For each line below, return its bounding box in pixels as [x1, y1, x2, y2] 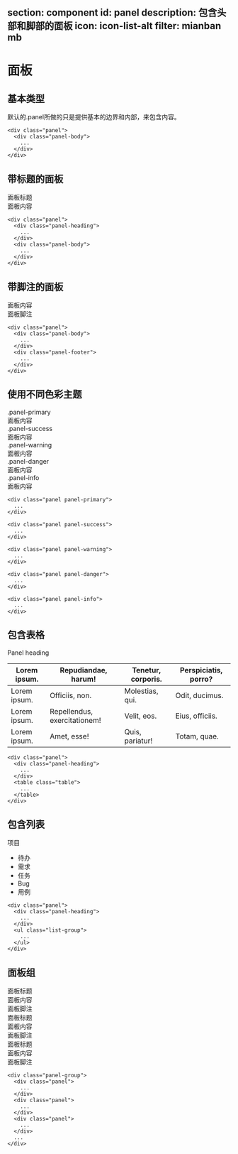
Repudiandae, [59, 665, 108, 675]
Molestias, [124, 686, 159, 696]
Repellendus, [49, 706, 93, 716]
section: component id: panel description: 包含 [7, 6, 217, 19]
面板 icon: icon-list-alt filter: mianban [53, 20, 222, 32]
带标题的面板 [7, 173, 64, 185]
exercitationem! [49, 715, 101, 725]
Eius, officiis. [175, 711, 217, 721]
